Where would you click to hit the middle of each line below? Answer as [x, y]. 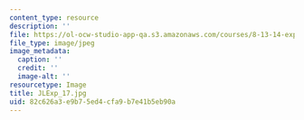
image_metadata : [40, 51]
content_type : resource [54, 18]
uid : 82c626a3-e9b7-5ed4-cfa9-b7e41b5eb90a [93, 102]
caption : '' [40, 60]
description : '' [40, 26]
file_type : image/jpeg [52, 43]
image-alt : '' [44, 77]
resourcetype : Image [48, 85]
